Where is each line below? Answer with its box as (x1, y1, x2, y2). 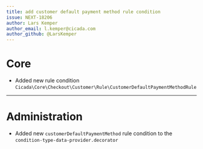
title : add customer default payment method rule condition (6, 8, 161, 15)
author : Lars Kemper (6, 20, 59, 26)
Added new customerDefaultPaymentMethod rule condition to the (14, 130, 173, 137)
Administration (6, 110, 83, 124)
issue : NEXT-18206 (6, 14, 53, 20)
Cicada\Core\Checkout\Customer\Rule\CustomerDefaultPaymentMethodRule (14, 85, 197, 91)
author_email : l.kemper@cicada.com (6, 25, 96, 32)
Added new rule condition (14, 77, 80, 84)
